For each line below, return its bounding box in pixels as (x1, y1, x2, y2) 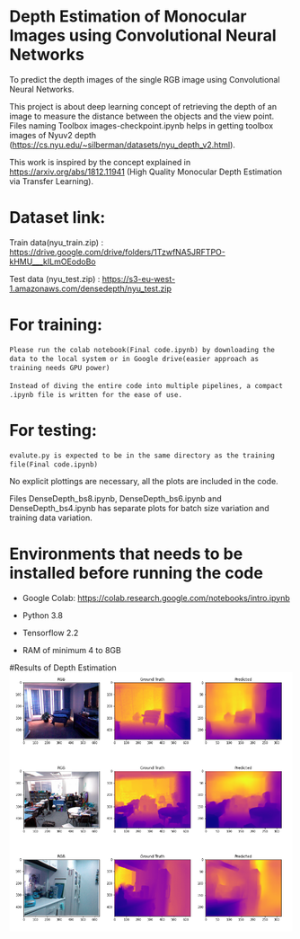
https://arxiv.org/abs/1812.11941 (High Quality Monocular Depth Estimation (9, 166, 283, 177)
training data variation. (9, 512, 93, 523)
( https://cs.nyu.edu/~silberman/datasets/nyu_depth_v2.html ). (9, 139, 236, 150)
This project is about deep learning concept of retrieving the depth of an (9, 101, 278, 111)
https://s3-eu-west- (101, 273, 176, 284)
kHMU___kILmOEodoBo (9, 256, 96, 267)
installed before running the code (9, 563, 263, 583)
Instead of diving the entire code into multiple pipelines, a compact (9, 381, 283, 390)
